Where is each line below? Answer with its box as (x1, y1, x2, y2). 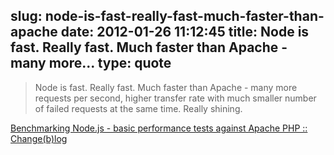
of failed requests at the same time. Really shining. (34, 102, 243, 114)
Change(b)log (10, 132, 68, 144)
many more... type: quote (10, 55, 172, 72)
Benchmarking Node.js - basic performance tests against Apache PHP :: (10, 122, 308, 134)
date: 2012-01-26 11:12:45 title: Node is (60, 24, 310, 41)
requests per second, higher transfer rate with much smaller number (34, 92, 317, 104)
